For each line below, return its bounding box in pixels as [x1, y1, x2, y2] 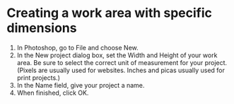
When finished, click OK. [16, 88, 89, 97]
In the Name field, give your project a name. [16, 81, 145, 89]
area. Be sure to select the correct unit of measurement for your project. [16, 58, 228, 67]
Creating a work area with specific [6, 5, 213, 21]
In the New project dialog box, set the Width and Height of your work [16, 51, 218, 59]
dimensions [6, 20, 77, 36]
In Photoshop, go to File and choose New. [16, 43, 139, 52]
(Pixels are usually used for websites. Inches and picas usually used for [16, 66, 226, 74]
